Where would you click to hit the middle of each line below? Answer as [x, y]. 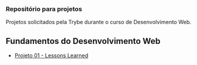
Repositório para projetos [44, 9]
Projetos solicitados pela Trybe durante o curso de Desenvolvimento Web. [99, 22]
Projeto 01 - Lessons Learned [51, 55]
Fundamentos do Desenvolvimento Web [83, 41]
